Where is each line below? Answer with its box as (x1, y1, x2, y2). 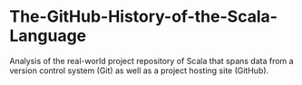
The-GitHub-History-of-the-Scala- (9, 6, 278, 27)
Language (9, 25, 87, 46)
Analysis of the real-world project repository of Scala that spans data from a (9, 55, 294, 66)
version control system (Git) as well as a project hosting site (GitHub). (9, 65, 269, 76)
